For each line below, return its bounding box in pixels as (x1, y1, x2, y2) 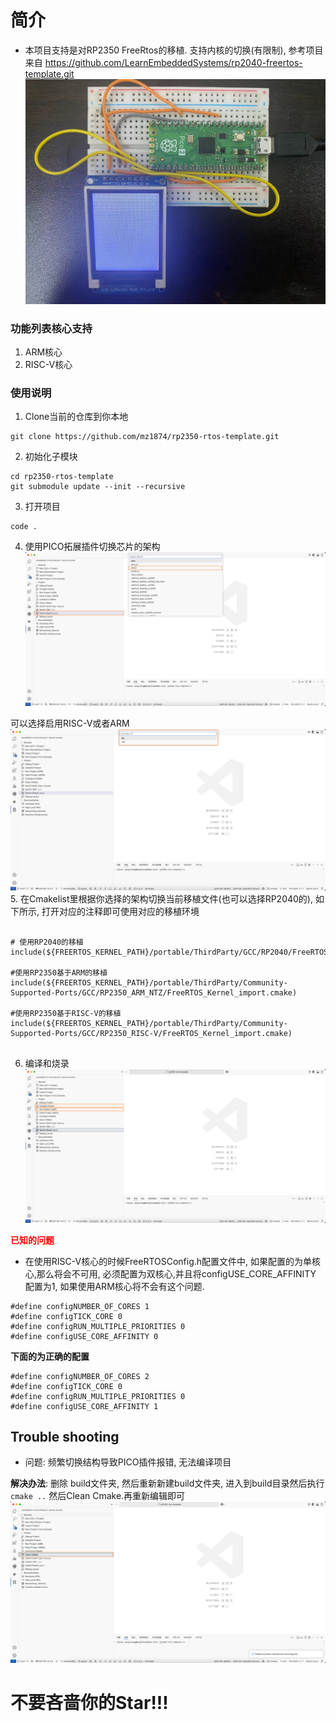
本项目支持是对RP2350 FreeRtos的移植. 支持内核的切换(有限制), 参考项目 (24, 44, 324, 56)
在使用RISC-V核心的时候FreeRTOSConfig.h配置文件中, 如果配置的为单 (24, 1255, 313, 1267)
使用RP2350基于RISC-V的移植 (14, 1008, 122, 1018)
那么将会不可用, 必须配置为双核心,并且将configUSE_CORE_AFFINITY (36, 1267, 317, 1280)
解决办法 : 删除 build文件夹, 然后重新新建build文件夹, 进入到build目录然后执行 (10, 1477, 325, 1490)
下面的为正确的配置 (10, 1350, 90, 1362)
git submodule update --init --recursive (10, 482, 186, 492)
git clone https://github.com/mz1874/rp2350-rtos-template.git (10, 432, 280, 442)
